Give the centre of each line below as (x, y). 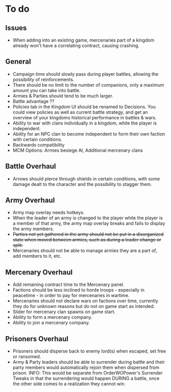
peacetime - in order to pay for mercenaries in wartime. (71, 296)
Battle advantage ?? (33, 101)
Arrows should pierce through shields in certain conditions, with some (86, 179)
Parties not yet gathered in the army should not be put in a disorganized (88, 234)
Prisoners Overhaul (37, 339)
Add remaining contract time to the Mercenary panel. (68, 284)
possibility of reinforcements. (43, 79)
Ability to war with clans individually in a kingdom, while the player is (85, 123)
